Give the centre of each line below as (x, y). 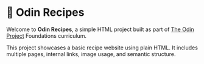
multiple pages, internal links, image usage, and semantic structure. (91, 54)
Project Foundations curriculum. (47, 35)
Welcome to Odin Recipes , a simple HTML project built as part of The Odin (100, 29)
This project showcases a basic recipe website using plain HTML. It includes (102, 48)
